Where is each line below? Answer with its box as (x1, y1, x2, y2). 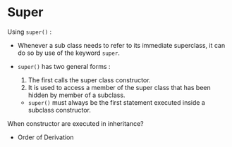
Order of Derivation (17, 133, 74, 141)
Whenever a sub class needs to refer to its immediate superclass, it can (17, 41, 226, 49)
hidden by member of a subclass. (28, 91, 126, 99)
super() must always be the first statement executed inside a (28, 98, 206, 106)
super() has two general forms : (17, 62, 111, 70)
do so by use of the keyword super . (17, 49, 120, 57)
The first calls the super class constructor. (28, 75, 151, 84)
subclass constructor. (28, 106, 92, 114)
